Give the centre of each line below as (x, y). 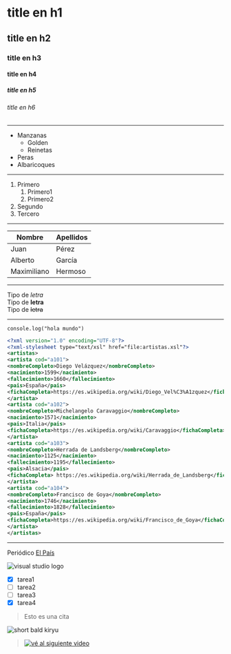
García (67, 260)
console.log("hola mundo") (46, 328)
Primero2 (40, 199)
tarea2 (26, 587)
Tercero (28, 214)
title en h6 (21, 108)
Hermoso (71, 271)
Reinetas (40, 150)
